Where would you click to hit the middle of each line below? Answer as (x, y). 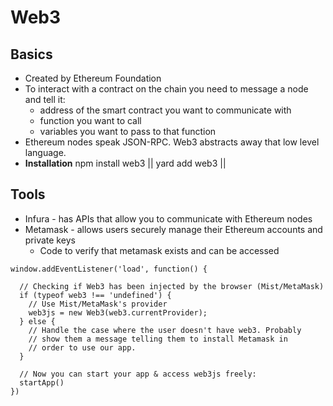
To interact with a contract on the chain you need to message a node (166, 89)
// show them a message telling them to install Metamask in (158, 339)
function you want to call (90, 120)
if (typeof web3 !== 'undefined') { (95, 295)
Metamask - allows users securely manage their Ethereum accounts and (173, 229)
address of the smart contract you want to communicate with (165, 110)
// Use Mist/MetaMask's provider (98, 304)
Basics (31, 54)
